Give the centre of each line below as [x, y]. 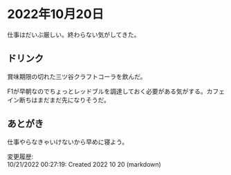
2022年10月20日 [56, 14]
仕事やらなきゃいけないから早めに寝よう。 [68, 142]
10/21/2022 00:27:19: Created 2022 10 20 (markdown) [84, 164]
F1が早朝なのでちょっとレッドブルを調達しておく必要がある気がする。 [107, 91]
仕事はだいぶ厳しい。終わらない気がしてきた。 [74, 35]
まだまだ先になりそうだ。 [74, 100]
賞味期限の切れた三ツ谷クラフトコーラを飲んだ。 [77, 76]
